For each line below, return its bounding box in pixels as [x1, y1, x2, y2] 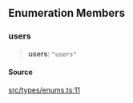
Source [8, 68, 34, 77]
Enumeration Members [8, 6, 126, 20]
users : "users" [27, 48, 78, 59]
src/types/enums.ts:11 [8, 84, 81, 95]
